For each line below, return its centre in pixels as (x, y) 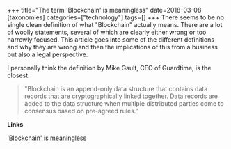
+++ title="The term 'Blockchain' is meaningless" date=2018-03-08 (104, 10)
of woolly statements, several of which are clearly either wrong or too (107, 32)
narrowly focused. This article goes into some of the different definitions (111, 40)
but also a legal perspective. (48, 54)
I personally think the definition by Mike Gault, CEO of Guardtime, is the (109, 68)
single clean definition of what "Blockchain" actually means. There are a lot (115, 25)
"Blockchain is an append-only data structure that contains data (116, 89)
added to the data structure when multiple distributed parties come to (124, 103)
